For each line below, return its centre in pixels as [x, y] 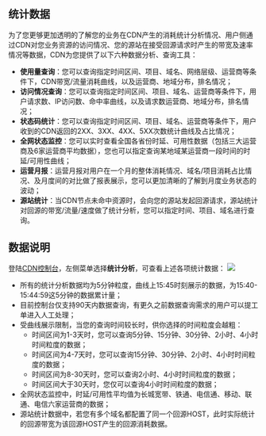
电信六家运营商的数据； [72, 403]
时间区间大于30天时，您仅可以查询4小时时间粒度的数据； [125, 384]
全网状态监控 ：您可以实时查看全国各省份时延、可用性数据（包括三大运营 [138, 140]
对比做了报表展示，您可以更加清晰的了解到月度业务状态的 [162, 180]
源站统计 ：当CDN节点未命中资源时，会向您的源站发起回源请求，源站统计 [139, 200]
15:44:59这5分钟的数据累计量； [71, 295]
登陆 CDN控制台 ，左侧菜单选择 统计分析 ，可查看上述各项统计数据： [117, 268]
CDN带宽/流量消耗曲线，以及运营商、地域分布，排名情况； [137, 81]
